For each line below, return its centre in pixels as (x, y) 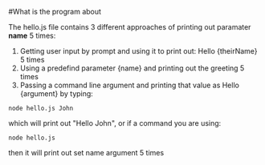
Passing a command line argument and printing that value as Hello (129, 85)
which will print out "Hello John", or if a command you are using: (115, 123)
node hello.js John (41, 108)
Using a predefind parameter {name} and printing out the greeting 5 (132, 68)
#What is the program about (55, 12)
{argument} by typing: (57, 94)
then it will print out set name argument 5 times (86, 153)
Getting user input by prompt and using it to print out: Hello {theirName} (139, 51)
